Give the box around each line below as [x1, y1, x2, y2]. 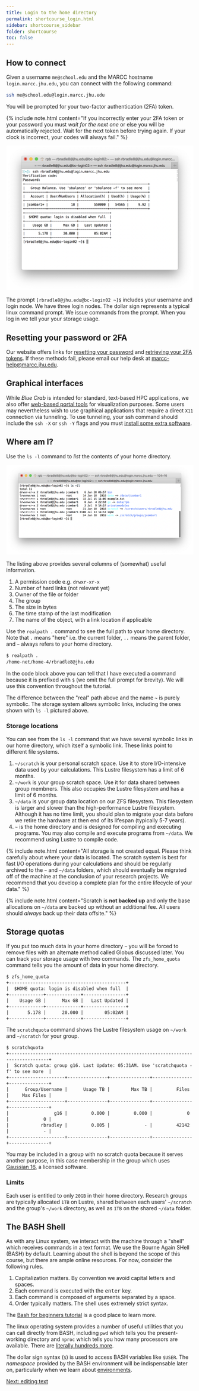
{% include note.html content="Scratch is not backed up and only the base [6, 897, 191, 904]
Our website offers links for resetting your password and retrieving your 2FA [6, 348, 192, 355]
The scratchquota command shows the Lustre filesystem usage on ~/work [6, 1026, 187, 1034]
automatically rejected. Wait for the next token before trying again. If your [6, 127, 186, 134]
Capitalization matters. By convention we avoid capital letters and [14, 1275, 175, 1282]
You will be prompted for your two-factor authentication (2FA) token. [6, 103, 174, 110]
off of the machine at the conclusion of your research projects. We [6, 872, 169, 880]
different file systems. [6, 748, 59, 755]
